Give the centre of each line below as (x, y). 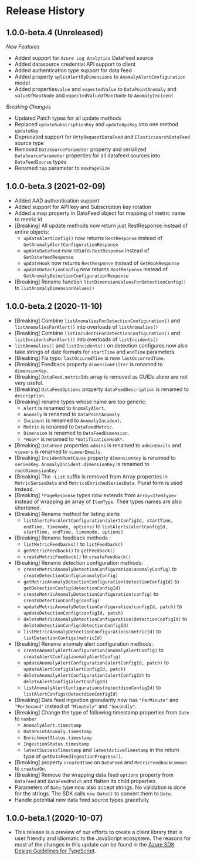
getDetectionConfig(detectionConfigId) (72, 588)
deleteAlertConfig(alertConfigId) (65, 682)
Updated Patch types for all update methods (68, 118)
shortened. (28, 507)
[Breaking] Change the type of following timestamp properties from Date (102, 712)
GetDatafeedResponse (48, 257)
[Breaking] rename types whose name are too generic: (81, 402)
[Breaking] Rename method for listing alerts (67, 514)
